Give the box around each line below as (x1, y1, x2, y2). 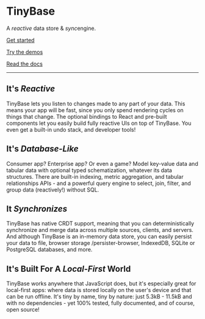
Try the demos (6, 48, 43, 56)
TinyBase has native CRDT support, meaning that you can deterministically (6, 220, 195, 227)
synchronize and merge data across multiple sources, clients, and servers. (6, 227, 194, 234)
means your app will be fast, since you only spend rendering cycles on (6, 106, 184, 114)
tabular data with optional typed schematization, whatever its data (6, 167, 173, 174)
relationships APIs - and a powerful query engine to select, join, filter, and (6, 179, 191, 187)
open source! (6, 306, 40, 313)
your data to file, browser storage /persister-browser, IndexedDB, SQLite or (6, 239, 195, 247)
